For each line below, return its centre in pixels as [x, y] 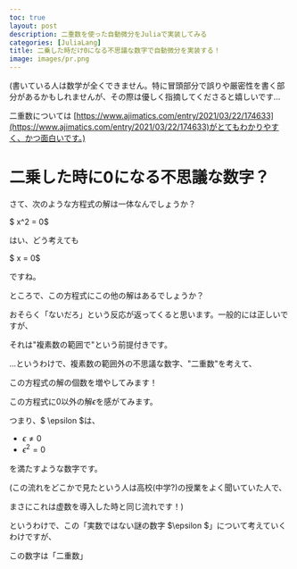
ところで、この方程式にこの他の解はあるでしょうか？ [107, 295]
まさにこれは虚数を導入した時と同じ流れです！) [97, 506]
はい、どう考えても [44, 240]
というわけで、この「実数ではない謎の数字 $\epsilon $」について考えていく [148, 525]
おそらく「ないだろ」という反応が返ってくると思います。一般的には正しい [145, 314]
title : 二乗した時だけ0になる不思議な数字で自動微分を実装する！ [115, 51]
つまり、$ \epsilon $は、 [54, 420]
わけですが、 [33, 536]
